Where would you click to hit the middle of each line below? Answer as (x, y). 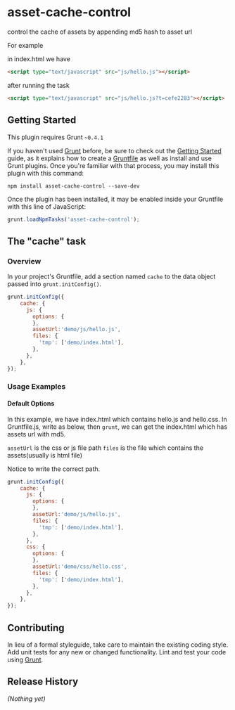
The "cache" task (47, 241)
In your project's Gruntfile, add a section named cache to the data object (112, 277)
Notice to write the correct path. (54, 469)
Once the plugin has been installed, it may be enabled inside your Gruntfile (115, 199)
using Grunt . (25, 659)
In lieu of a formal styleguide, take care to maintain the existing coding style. (118, 645)
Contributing (36, 627)
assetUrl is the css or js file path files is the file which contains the (106, 448)
